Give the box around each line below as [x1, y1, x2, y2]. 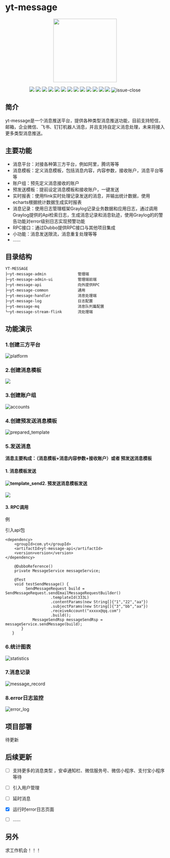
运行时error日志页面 [12, 806, 55, 812]
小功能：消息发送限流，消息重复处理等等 [12, 231, 97, 237]
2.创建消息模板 [5, 366, 41, 374]
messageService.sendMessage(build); [5, 622, 82, 627]
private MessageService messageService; [14, 568, 101, 573]
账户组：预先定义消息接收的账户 [12, 180, 79, 186]
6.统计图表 [5, 643, 31, 651]
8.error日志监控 [5, 694, 44, 701]
